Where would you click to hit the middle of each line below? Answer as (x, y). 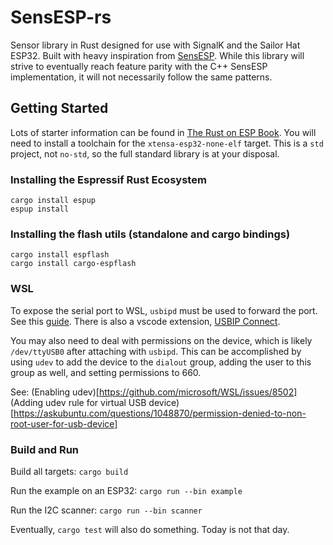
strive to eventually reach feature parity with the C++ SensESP (139, 66)
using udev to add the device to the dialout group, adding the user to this (161, 362)
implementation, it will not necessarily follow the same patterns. (141, 77)
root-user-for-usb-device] (64, 423)
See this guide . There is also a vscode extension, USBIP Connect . (145, 321)
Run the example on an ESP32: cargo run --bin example (126, 490)
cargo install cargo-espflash (73, 264)
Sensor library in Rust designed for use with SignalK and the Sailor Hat (155, 45)
